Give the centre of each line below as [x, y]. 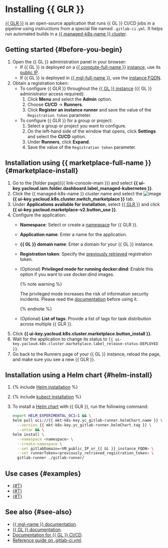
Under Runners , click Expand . [58, 142]
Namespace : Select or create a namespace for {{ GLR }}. [79, 225]
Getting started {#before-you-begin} [64, 49]
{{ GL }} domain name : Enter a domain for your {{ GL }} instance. [87, 244]
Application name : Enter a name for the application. [73, 234]
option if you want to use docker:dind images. [67, 274]
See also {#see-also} [39, 512]
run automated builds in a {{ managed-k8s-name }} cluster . [66, 34]
